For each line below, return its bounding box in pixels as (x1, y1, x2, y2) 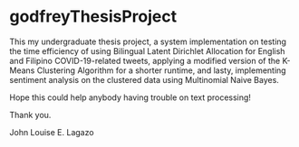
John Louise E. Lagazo (9, 126, 94, 137)
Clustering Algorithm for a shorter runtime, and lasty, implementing (36, 65, 287, 76)
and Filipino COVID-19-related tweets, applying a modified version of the (9, 55, 281, 66)
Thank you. (9, 109, 52, 120)
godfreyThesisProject (9, 6, 178, 27)
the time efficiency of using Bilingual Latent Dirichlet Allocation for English (9, 45, 285, 56)
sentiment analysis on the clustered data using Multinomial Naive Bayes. (9, 74, 279, 85)
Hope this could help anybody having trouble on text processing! (9, 92, 252, 103)
